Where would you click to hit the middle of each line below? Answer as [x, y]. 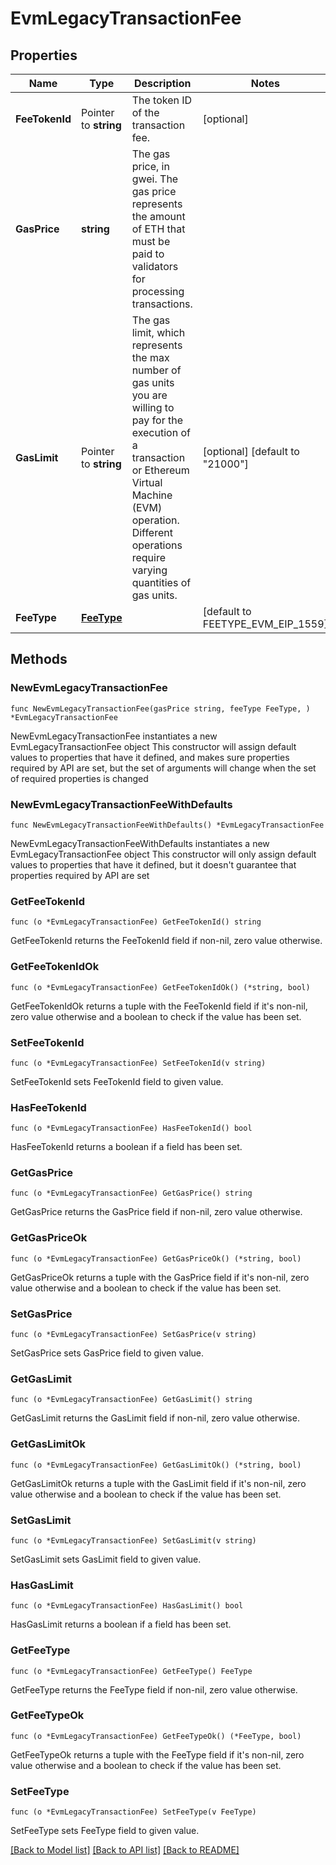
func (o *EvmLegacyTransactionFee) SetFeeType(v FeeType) [133, 1812]
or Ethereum [160, 470]
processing [158, 291]
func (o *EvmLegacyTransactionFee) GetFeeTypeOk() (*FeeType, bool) [156, 1736]
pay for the [157, 420]
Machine [152, 495]
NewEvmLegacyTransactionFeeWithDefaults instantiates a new [140, 843]
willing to [153, 407]
